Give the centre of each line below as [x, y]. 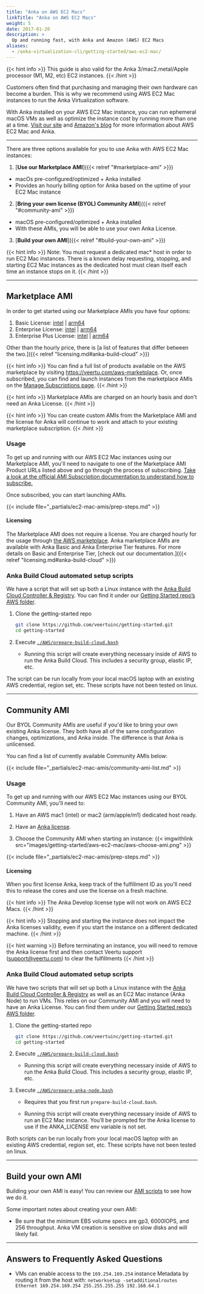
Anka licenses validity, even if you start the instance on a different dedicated [102, 927]
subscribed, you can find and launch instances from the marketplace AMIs [100, 379]
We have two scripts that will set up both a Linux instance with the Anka [96, 988]
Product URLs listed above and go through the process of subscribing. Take [101, 470]
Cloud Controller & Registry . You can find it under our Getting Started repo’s [101, 596]
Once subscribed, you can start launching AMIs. [66, 494]
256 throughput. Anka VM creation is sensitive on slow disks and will [101, 1228]
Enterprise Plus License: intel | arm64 [62, 336]
